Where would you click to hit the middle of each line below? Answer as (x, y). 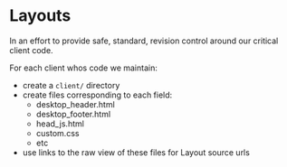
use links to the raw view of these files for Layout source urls (136, 152)
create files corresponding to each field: (97, 95)
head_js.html (60, 124)
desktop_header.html (75, 104)
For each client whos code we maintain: (84, 68)
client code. (31, 50)
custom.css (57, 133)
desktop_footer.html (73, 114)
